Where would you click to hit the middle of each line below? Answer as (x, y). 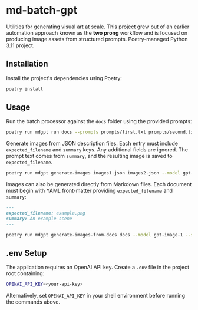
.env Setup (27, 253)
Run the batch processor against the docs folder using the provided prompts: (99, 121)
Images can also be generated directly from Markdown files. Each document (99, 184)
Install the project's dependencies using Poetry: (64, 78)
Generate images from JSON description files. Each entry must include (92, 144)
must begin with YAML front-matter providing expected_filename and (89, 191)
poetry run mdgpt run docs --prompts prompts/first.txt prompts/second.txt (101, 132)
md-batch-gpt (42, 10)
